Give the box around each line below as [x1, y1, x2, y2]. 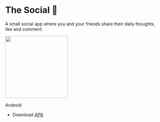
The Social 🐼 [5, 4, 58, 16]
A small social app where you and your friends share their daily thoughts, [5, 21, 156, 27]
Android [5, 102, 21, 108]
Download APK [12, 112, 44, 118]
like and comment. [5, 26, 43, 32]
